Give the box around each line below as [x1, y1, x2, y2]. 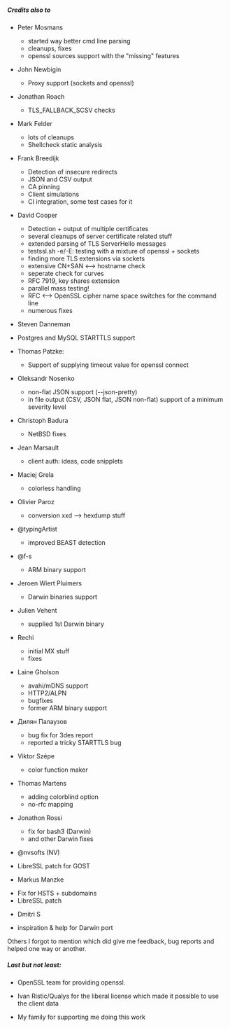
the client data [17, 999, 59, 1008]
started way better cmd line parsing [27, 36, 131, 45]
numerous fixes [27, 306, 73, 314]
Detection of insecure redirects [27, 167, 117, 176]
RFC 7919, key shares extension [27, 277, 120, 285]
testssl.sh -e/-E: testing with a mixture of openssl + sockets [27, 246, 200, 255]
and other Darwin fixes [27, 834, 94, 843]
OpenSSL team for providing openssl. [17, 978, 126, 987]
